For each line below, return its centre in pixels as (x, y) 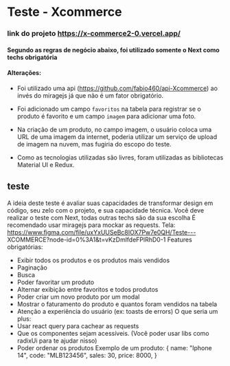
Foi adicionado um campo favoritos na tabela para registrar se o (109, 109)
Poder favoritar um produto (56, 282)
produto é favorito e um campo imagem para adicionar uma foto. (106, 116)
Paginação (32, 267)
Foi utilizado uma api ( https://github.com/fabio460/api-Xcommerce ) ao (117, 88)
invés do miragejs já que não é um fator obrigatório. (90, 95)
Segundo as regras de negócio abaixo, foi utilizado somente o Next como (113, 50)
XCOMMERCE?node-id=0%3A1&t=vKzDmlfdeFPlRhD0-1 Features (100, 239)
